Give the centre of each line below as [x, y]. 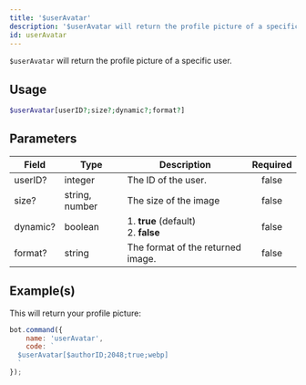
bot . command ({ [36, 329]
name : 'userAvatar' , [65, 338]
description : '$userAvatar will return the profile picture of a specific [154, 26]
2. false [143, 232]
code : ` [40, 347]
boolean [82, 226]
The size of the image [173, 200]
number [81, 206]
